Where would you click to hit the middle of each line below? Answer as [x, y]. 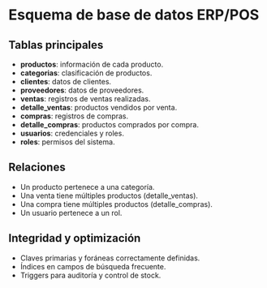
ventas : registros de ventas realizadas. [86, 99]
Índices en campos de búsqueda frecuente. [93, 266]
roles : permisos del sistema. [67, 142]
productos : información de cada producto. [92, 64]
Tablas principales [56, 45]
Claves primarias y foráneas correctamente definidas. [110, 258]
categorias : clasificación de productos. [86, 73]
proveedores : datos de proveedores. [82, 90]
